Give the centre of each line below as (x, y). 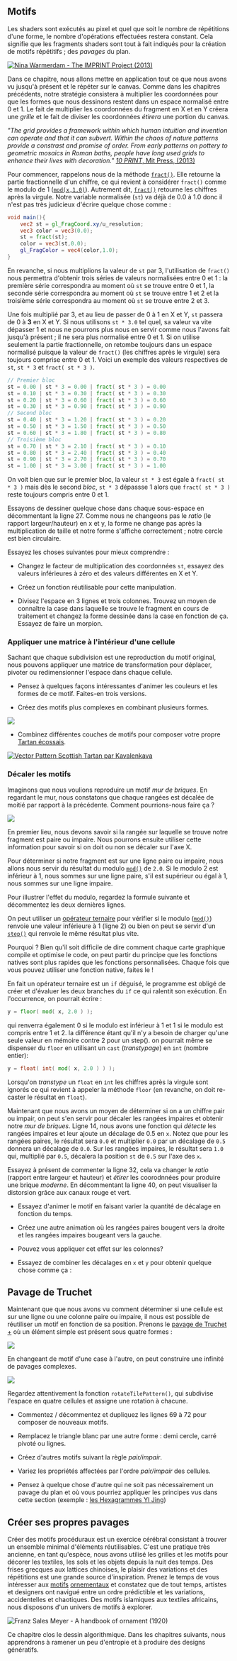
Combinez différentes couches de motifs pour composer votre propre (119, 734)
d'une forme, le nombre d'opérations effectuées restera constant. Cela (110, 36)
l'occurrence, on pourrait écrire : (55, 998)
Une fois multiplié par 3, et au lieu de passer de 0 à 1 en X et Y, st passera (115, 314)
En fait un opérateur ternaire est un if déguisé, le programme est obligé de (117, 983)
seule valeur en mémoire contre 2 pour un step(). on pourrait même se (110, 1040)
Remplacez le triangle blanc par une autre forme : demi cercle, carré (117, 1436)
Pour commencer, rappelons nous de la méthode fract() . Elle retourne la (114, 174)
